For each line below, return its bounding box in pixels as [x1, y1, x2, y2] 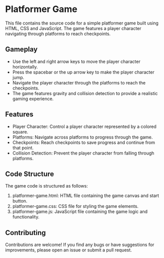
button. [12, 198, 27, 204]
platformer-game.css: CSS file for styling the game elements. [12, 203, 139, 209]
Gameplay [5, 45, 38, 53]
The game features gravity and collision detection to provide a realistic [12, 90, 158, 96]
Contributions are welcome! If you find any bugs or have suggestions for [5, 241, 154, 248]
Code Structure [5, 169, 54, 178]
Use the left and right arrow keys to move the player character [12, 58, 141, 64]
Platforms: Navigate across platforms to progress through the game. [12, 134, 153, 140]
